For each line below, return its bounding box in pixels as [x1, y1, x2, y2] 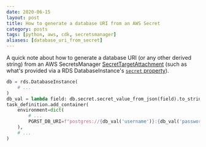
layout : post [6, 15, 40, 21]
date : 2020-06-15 [6, 9, 51, 15]
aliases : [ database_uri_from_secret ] [6, 37, 103, 43]
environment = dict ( [17, 107, 64, 113]
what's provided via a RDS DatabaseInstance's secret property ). [6, 67, 170, 74]
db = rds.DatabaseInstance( [6, 79, 78, 85]
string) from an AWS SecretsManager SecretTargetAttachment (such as [6, 60, 187, 68]
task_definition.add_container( [6, 101, 89, 107]
